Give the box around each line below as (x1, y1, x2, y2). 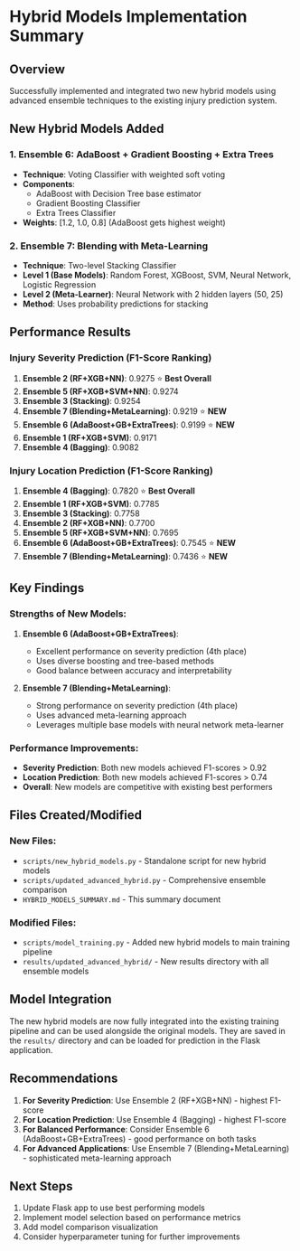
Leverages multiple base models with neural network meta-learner (35, 719, 285, 729)
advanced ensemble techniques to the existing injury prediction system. (9, 95, 277, 106)
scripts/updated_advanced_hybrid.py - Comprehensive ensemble (22, 874, 267, 885)
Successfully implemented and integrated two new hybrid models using (9, 86, 277, 96)
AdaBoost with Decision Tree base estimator (35, 188, 202, 199)
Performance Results (9, 325, 131, 340)
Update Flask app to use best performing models (22, 1202, 205, 1213)
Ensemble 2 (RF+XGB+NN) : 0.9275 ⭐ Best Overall (22, 372, 212, 383)
